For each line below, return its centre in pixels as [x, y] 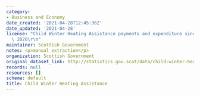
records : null [24, 67]
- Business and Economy [36, 17]
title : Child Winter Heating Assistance [57, 84]
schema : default [26, 78]
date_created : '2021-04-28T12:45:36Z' [54, 23]
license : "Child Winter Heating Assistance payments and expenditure [94, 34]
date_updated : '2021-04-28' [41, 28]
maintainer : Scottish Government [48, 45]
